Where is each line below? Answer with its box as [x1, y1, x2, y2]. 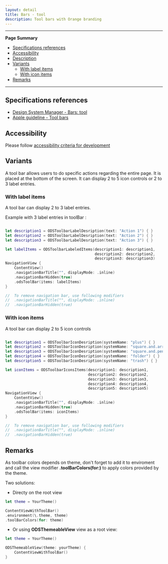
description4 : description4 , [87, 381, 149, 386]
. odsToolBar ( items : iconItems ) [14, 409, 79, 414]
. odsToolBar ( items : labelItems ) [14, 279, 81, 285]
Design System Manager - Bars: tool [12, 109, 87, 115]
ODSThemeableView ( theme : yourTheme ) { [5, 545, 86, 550]
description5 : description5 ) [87, 386, 149, 391]
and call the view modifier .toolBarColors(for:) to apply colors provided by [5, 464, 159, 471]
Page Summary [5, 35, 38, 41]
